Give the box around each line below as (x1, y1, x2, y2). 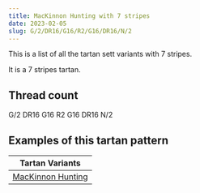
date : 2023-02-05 (8, 19, 67, 28)
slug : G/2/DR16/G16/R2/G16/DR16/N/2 (8, 27, 132, 35)
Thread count (8, 88, 79, 102)
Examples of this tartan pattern (8, 133, 168, 147)
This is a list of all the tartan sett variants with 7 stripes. (8, 49, 193, 59)
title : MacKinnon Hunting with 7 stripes (8, 11, 151, 20)
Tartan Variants (19, 157, 81, 169)
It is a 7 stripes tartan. (8, 65, 81, 75)
